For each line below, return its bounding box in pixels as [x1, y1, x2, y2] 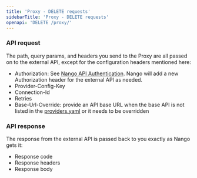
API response [6, 122, 45, 130]
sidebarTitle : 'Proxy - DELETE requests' [6, 14, 109, 20]
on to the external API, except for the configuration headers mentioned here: [6, 58, 192, 65]
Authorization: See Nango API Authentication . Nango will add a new [14, 70, 179, 77]
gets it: [6, 142, 23, 149]
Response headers [14, 159, 61, 166]
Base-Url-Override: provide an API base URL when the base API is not [14, 101, 185, 108]
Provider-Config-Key [14, 82, 66, 89]
